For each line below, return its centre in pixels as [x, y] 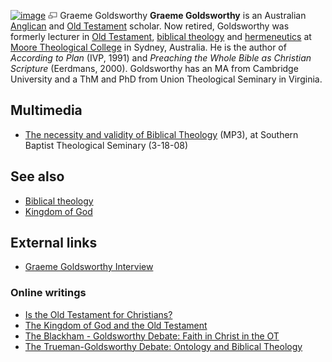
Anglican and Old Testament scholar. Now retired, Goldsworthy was [150, 26]
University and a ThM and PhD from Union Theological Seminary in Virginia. [166, 79]
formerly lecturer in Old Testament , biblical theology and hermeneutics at [161, 36]
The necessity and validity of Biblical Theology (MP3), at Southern [161, 134]
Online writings [48, 293]
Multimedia [46, 110]
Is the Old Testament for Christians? [98, 314]
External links [54, 243]
